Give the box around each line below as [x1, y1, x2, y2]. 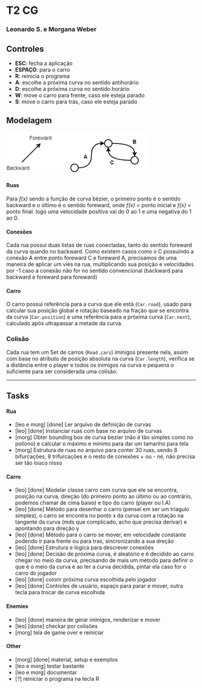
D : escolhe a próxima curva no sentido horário [14, 85, 130, 92]
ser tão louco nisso [14, 459, 63, 466]
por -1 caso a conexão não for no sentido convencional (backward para [6, 267, 183, 274]
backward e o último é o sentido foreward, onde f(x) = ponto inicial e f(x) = [6, 201, 191, 208]
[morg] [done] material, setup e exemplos [14, 655, 118, 663]
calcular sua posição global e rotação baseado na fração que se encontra [6, 307, 189, 314]
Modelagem [6, 116, 52, 126]
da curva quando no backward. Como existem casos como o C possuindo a [6, 248, 194, 255]
